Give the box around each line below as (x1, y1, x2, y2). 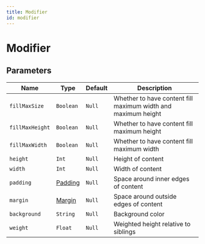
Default (85, 83, 108, 92)
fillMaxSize (9, 102, 45, 109)
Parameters (6, 66, 52, 76)
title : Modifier (6, 9, 48, 15)
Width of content (113, 164, 162, 173)
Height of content (113, 154, 164, 163)
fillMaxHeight (9, 124, 51, 131)
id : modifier (6, 15, 40, 21)
